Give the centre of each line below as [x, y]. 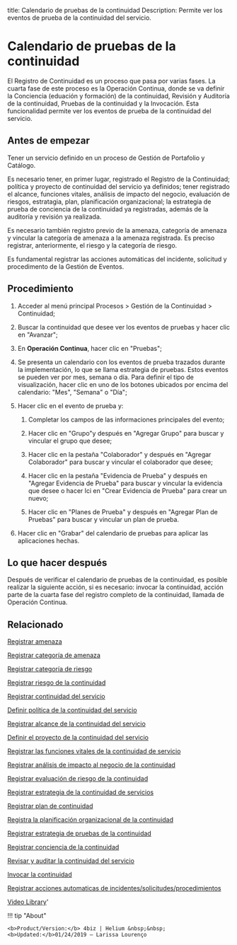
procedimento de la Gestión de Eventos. [66, 266]
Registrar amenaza [35, 642]
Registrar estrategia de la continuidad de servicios [81, 792]
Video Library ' [28, 902]
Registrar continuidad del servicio [56, 697]
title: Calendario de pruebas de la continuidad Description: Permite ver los [115, 10]
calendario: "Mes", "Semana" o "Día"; [72, 392]
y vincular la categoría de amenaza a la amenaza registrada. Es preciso [111, 238]
